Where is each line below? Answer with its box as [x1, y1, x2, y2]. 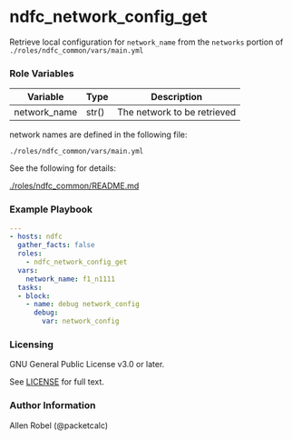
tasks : [17, 283, 43, 292]
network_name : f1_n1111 [25, 275, 116, 284]
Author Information [9, 399, 97, 412]
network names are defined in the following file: [9, 129, 188, 140]
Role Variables [9, 66, 74, 79]
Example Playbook [9, 203, 93, 215]
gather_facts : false [17, 241, 95, 250]
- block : [17, 291, 51, 301]
